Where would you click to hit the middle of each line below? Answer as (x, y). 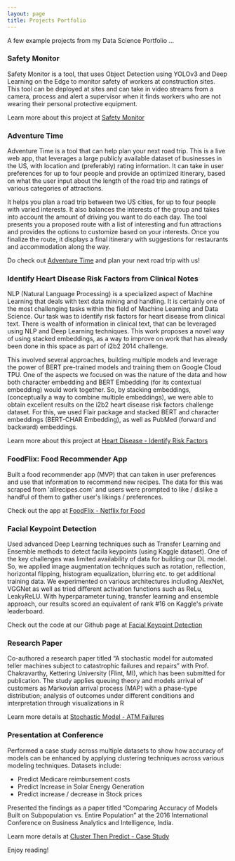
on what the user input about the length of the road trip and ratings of (108, 181)
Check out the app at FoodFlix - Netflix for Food (76, 510)
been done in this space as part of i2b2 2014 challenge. (88, 346)
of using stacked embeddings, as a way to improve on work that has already (117, 339)
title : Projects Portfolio (47, 20)
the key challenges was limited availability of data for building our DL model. (117, 559)
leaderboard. (26, 611)
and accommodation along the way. (59, 247)
